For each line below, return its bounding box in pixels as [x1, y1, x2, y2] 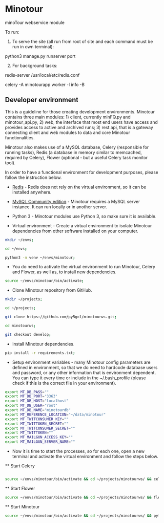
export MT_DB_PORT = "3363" [5, 394, 58, 399]
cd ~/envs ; [5, 246, 27, 251]
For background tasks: [12, 63, 58, 68]
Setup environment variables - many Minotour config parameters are [12, 359, 151, 365]
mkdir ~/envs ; [5, 237, 34, 242]
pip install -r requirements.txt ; [5, 350, 76, 355]
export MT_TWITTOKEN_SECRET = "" [5, 421, 69, 426]
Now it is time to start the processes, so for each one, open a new [12, 448, 145, 454]
